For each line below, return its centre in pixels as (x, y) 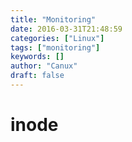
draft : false (37, 76)
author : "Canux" (44, 66)
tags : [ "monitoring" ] (55, 47)
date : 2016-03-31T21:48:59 (66, 29)
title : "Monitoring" (53, 19)
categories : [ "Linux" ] (57, 38)
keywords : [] (37, 57)
